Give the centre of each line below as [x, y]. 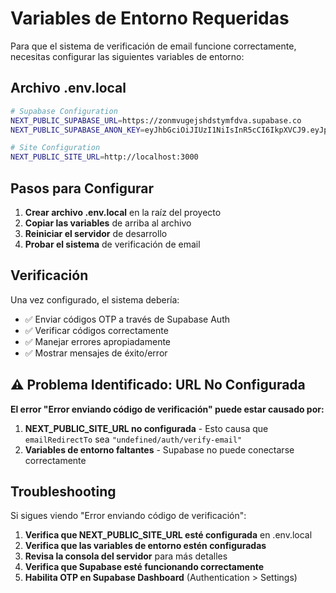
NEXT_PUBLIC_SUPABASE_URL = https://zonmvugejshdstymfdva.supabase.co [156, 120]
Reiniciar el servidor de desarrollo [96, 233]
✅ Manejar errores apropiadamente [98, 341]
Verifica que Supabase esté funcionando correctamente [144, 567]
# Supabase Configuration [64, 111]
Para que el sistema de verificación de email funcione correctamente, [153, 46]
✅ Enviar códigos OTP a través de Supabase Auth [127, 319]
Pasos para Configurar [82, 188]
